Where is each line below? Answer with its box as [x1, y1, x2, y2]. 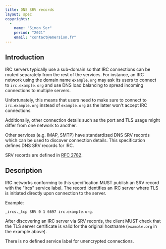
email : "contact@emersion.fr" [14, 35, 77, 40]
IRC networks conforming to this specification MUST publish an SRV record [5, 179, 160, 186]
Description [5, 166, 42, 175]
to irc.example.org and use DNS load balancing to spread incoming [5, 82, 144, 88]
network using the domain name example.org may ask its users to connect [5, 77, 157, 83]
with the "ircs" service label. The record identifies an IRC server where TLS [5, 185, 159, 191]
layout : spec [5, 12, 32, 17]
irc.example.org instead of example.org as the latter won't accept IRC [5, 102, 148, 108]
